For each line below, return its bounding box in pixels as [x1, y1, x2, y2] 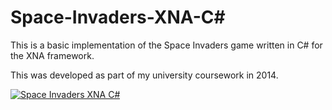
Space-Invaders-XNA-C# [10, 6, 226, 29]
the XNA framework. [10, 49, 95, 61]
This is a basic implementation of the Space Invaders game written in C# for [10, 39, 323, 51]
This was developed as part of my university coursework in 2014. [10, 69, 279, 81]
